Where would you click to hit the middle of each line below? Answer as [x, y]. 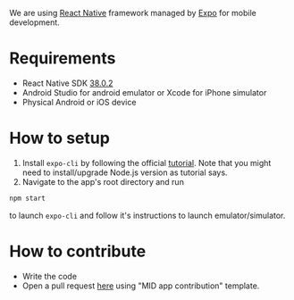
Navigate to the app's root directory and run [103, 181]
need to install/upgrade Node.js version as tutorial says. [125, 172]
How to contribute [78, 251]
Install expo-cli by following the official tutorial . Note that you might [147, 162]
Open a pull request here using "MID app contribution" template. [141, 286]
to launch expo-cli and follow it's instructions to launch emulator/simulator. [147, 215]
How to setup [59, 138]
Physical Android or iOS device [79, 102]
